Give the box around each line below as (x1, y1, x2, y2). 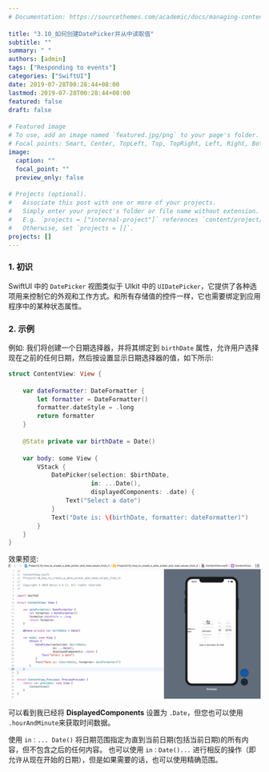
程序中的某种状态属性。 (8, 301, 86, 311)
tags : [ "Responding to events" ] (8, 64, 116, 72)
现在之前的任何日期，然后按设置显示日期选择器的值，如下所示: (8, 352, 215, 362)
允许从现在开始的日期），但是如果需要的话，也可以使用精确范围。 (8, 755, 223, 765)
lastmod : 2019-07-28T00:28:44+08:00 (8, 89, 130, 97)
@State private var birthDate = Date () (22, 437, 156, 445)
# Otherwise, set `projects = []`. (8, 224, 134, 232)
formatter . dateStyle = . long (37, 404, 134, 412)
